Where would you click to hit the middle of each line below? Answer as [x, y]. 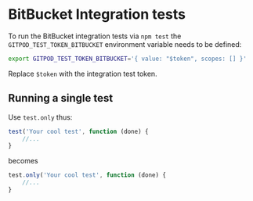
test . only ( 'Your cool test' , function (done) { [87, 175]
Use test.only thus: [40, 117]
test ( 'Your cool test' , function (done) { [78, 131]
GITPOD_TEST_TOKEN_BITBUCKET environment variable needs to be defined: [125, 44]
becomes [23, 161]
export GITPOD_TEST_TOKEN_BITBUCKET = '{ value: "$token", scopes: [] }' [127, 59]
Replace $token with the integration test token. [83, 74]
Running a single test [61, 98]
